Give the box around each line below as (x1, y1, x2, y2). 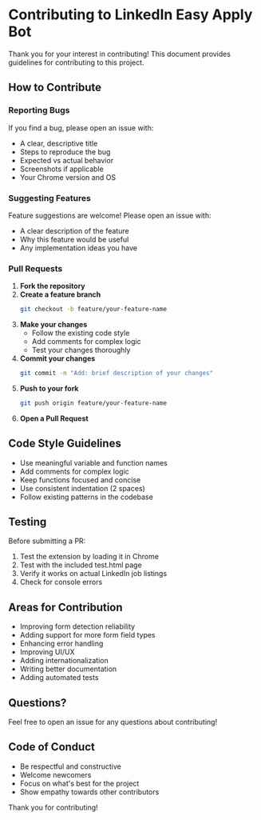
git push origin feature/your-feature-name (19, 398, 168, 407)
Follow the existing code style (31, 328, 130, 338)
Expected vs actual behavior (19, 155, 114, 165)
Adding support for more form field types (19, 630, 156, 640)
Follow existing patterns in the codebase (19, 492, 153, 502)
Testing (8, 515, 47, 529)
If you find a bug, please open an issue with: (8, 122, 154, 133)
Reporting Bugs (8, 105, 70, 116)
